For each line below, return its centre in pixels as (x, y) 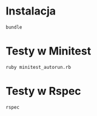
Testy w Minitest (48, 51)
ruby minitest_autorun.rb (38, 67)
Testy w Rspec (43, 91)
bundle (14, 27)
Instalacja (31, 11)
